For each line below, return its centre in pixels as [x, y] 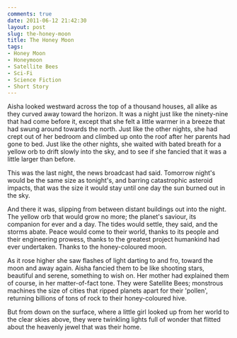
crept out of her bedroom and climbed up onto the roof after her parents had [119, 137]
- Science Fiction [34, 80]
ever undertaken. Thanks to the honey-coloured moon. [87, 247]
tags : [15, 47]
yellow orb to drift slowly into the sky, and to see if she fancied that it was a [117, 152]
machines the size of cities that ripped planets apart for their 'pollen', [108, 291]
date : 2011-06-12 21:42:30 [47, 21]
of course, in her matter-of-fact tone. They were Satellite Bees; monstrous [115, 283]
